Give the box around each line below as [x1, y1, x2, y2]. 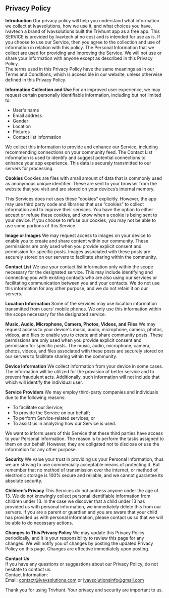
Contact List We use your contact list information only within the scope [5, 263, 153, 270]
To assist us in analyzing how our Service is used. [12, 420, 117, 426]
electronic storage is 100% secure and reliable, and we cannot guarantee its [5, 472, 163, 478]
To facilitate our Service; [12, 404, 64, 410]
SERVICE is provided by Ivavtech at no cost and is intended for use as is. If [5, 33, 160, 39]
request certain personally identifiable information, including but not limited [5, 92, 161, 98]
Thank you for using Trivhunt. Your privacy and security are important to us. [5, 587, 163, 593]
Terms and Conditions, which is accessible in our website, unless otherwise [5, 71, 162, 77]
